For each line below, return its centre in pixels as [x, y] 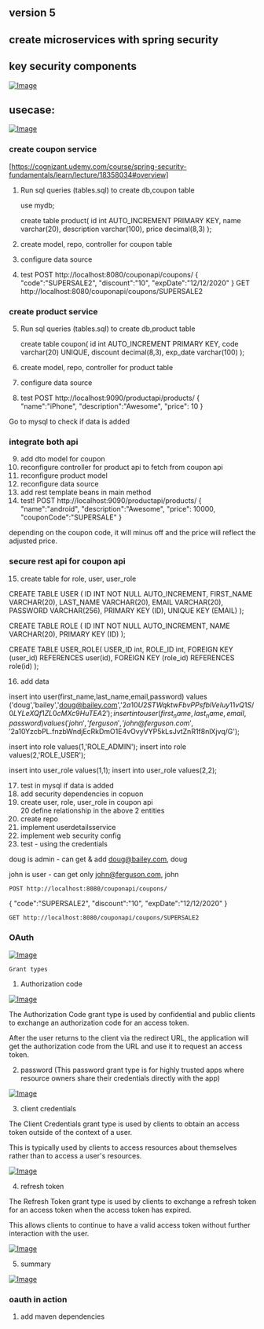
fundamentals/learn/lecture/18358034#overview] [89, 174]
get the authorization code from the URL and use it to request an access [126, 1046]
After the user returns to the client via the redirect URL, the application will [129, 1037]
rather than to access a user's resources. [75, 1155]
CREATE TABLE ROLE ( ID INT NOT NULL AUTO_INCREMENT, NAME [119, 626]
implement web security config [70, 835]
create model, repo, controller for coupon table [96, 244]
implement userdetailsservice [68, 828]
